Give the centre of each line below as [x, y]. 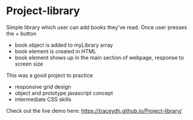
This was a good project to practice [50, 75]
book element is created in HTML [56, 51]
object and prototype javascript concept [64, 93]
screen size [29, 64]
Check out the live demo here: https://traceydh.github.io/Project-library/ [94, 111]
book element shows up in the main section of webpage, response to [99, 57]
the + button [21, 33]
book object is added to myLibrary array [64, 45]
